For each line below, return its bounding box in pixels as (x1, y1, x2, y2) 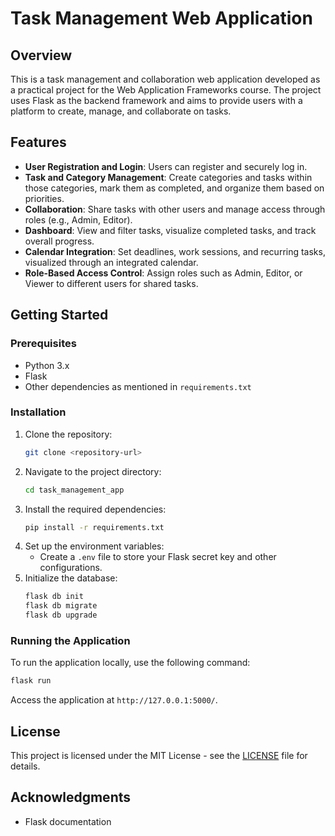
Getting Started (10, 307, 109, 324)
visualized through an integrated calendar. (24, 256, 199, 268)
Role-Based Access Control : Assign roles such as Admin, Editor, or (24, 267, 303, 279)
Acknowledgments (10, 789, 132, 806)
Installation (10, 405, 67, 419)
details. (10, 760, 41, 772)
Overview (10, 47, 73, 64)
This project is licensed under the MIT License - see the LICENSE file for (10, 750, 308, 762)
